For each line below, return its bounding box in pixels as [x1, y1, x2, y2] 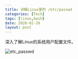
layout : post [5, 25, 32, 30]
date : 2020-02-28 [5, 20, 40, 26]
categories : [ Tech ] [5, 12, 45, 16]
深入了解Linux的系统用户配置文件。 [5, 39, 76, 45]
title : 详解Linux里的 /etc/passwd [5, 7, 72, 12]
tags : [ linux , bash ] [5, 16, 45, 21]
